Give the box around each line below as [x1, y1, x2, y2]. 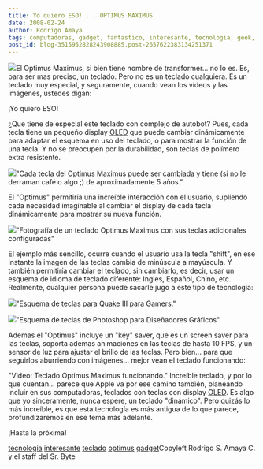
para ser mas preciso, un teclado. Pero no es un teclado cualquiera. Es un [8, 72, 248, 81]
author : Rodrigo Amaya [8, 26, 83, 34]
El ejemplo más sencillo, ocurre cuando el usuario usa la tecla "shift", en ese [8, 249, 256, 259]
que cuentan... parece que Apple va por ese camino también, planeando [8, 379, 243, 389]
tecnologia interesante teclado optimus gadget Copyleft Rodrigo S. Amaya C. [8, 443, 256, 453]
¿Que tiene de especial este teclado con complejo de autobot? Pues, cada [8, 119, 249, 128]
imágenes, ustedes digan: [8, 88, 92, 99]
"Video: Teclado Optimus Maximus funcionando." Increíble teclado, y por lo [8, 371, 252, 381]
